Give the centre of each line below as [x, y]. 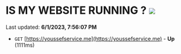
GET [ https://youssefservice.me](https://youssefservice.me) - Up [94, 38]
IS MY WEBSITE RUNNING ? [76, 10]
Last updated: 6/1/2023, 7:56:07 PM [51, 27]
